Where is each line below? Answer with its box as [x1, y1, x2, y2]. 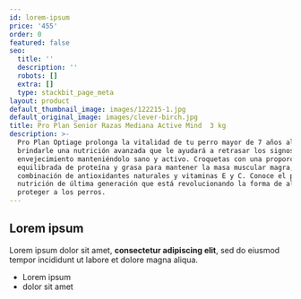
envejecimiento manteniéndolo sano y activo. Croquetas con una [17, 154, 262, 164]
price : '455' [9, 21, 58, 30]
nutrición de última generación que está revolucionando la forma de [17, 180, 282, 189]
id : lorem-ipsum [9, 13, 70, 22]
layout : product [9, 96, 70, 106]
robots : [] [17, 72, 58, 81]
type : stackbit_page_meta [17, 88, 115, 97]
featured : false [9, 38, 70, 47]
